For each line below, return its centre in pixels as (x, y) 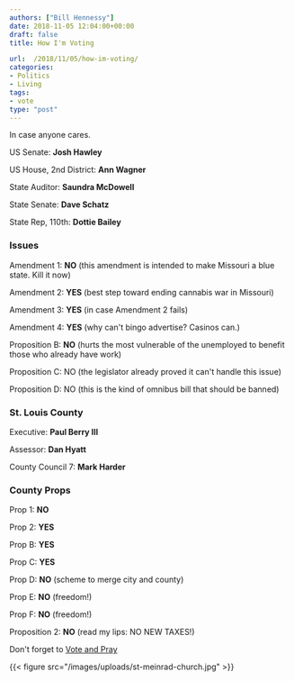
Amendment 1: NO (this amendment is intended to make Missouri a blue (142, 265)
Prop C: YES (32, 562)
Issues (24, 246)
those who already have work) (66, 354)
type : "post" (34, 109)
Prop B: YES (32, 545)
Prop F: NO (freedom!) (51, 614)
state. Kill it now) (40, 275)
